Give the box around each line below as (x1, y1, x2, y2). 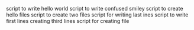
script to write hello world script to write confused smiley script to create (6, 5, 183, 12)
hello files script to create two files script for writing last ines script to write (6, 11, 189, 18)
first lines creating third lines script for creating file (6, 18, 130, 24)
